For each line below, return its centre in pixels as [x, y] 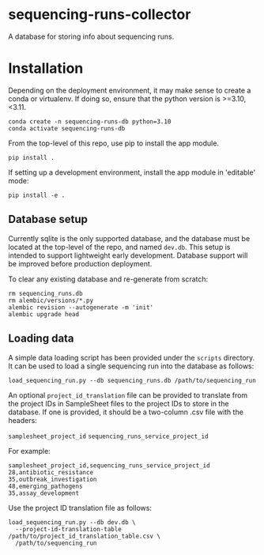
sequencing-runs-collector [100, 15]
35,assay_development [44, 493]
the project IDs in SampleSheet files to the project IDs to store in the [119, 403]
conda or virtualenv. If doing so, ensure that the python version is [115, 98]
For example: [30, 451]
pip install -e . [37, 195]
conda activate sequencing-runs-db [67, 128]
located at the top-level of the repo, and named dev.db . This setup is [119, 247]
